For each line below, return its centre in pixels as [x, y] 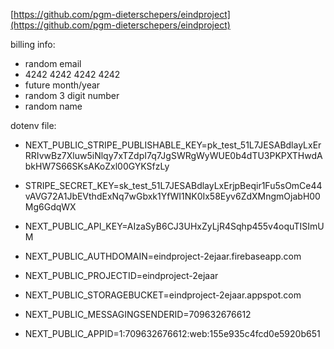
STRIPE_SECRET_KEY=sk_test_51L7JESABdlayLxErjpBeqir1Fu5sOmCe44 [173, 185]
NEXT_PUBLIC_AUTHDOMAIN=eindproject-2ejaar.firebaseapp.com [163, 256]
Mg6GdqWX [50, 207]
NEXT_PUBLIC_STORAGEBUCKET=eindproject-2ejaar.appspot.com [163, 295]
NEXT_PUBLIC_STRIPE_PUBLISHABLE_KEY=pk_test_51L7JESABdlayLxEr [173, 145]
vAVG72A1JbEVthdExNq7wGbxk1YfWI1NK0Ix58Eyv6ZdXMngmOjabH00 [172, 196]
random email [53, 63]
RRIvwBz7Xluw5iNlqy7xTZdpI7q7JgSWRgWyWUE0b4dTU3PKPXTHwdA [173, 155]
